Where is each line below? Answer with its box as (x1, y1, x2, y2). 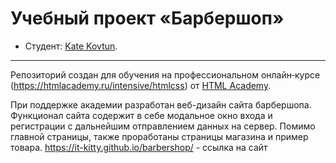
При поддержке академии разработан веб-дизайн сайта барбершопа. (10, 98, 312, 111)
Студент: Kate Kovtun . (24, 40, 118, 52)
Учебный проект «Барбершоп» (10, 7, 285, 30)
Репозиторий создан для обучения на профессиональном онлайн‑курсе (10, 68, 321, 81)
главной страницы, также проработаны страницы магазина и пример (10, 130, 309, 142)
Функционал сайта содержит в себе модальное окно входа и (10, 109, 273, 121)
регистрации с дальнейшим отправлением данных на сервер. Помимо (10, 120, 316, 132)
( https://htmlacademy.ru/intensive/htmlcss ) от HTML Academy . (10, 79, 272, 91)
